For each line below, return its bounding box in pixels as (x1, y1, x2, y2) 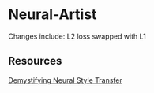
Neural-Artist (8, 6, 97, 24)
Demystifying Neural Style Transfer (8, 75, 122, 84)
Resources (8, 54, 62, 68)
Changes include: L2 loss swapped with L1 (8, 32, 146, 41)
